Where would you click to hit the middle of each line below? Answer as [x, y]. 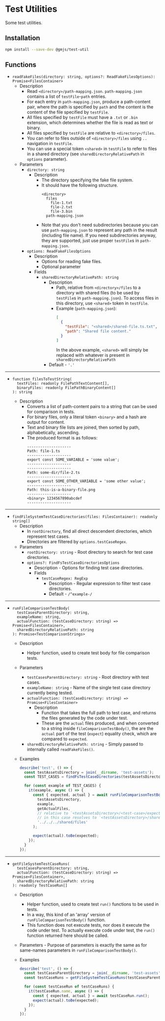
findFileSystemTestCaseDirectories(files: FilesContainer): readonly [85, 517]
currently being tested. [50, 693]
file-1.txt [61, 203]
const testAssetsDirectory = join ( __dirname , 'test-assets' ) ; [89, 772]
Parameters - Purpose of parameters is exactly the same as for [83, 945]
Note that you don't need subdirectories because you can [100, 225]
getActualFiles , [54, 809]
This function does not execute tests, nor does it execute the [88, 925]
